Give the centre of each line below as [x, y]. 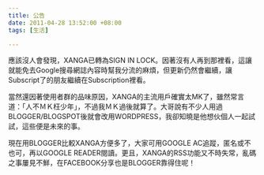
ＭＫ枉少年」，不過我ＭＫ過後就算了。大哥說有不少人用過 [131, 106]
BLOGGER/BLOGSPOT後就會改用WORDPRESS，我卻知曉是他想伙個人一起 [128, 117]
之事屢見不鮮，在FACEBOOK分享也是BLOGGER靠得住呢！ [102, 163]
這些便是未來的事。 [53, 126]
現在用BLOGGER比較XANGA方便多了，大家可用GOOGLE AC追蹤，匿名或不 [130, 143]
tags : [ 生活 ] [28, 30]
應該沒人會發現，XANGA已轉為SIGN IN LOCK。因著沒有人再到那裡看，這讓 [130, 61]
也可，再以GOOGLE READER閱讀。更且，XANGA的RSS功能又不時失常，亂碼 [132, 153]
